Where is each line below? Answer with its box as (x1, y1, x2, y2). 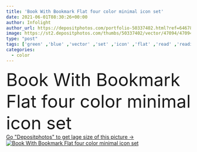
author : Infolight (6, 19, 51, 25)
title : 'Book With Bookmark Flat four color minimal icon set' (6, 8, 164, 15)
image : (6, 31, 22, 36)
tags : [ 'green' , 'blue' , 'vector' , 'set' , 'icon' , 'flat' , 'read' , (6, 42, 177, 48)
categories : (6, 47, 35, 53)
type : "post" (6, 36, 38, 42)
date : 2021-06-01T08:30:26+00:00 (6, 14, 88, 20)
